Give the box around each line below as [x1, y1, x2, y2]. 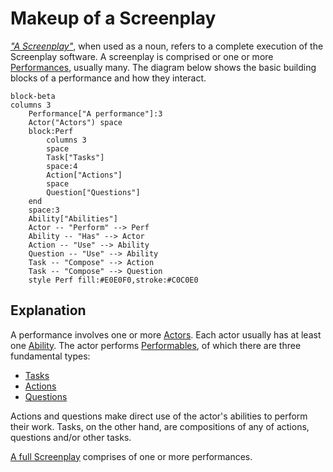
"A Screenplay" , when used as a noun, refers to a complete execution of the [10, 40, 324, 52]
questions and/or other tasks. [10, 431, 132, 443]
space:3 [28, 205, 60, 215]
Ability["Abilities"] [28, 213, 118, 224]
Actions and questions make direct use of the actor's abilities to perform [10, 410, 308, 422]
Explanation [10, 302, 87, 319]
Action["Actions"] [46, 170, 123, 180]
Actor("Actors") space [28, 117, 123, 127]
